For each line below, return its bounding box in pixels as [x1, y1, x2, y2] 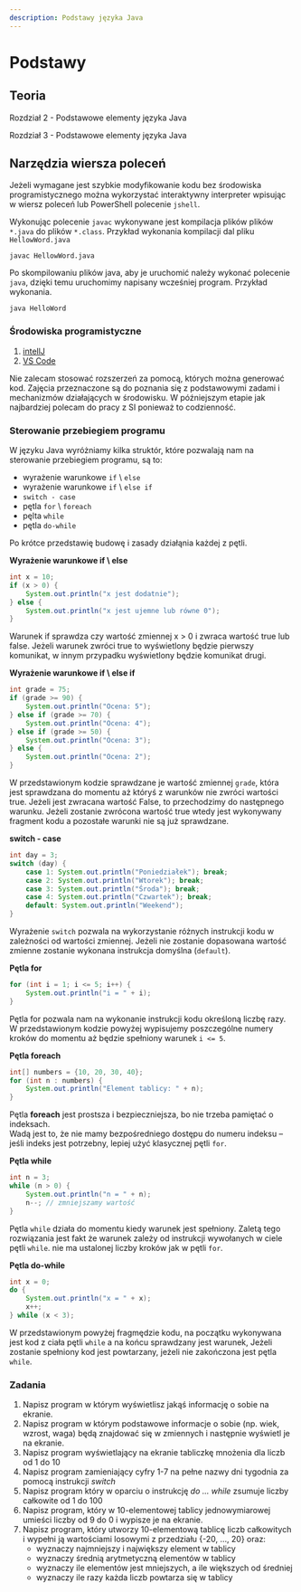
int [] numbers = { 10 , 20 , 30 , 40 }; [9, 1067, 144, 1076]
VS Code [22, 355, 56, 366]
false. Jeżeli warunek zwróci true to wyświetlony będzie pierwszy [9, 640, 255, 651]
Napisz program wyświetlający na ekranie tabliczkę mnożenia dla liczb [22, 1447, 286, 1458]
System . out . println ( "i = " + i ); [25, 988, 152, 998]
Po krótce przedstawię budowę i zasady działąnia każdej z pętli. [9, 537, 248, 548]
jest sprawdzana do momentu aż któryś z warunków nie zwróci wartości [9, 787, 278, 798]
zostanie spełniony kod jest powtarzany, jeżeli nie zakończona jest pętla [9, 1346, 277, 1357]
